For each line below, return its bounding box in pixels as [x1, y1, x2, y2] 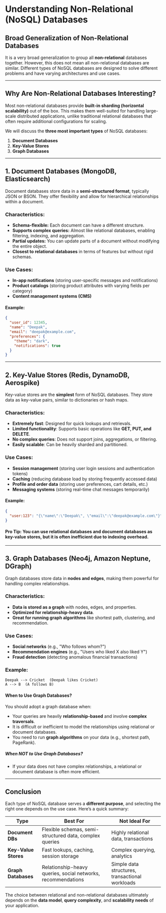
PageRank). [12, 740, 36, 745]
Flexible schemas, [41, 826, 84, 833]
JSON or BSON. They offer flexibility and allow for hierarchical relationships [5, 193, 159, 199]
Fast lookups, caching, [41, 847, 94, 854]
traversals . [12, 718, 36, 724]
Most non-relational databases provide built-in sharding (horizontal [5, 103, 144, 109]
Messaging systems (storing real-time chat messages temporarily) [12, 486, 150, 492]
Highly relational [111, 829, 149, 836]
